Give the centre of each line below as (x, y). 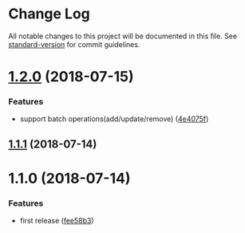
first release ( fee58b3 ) (57, 221)
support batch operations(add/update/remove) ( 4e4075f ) (114, 119)
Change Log (49, 14)
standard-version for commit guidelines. (74, 44)
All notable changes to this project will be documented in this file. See (123, 36)
